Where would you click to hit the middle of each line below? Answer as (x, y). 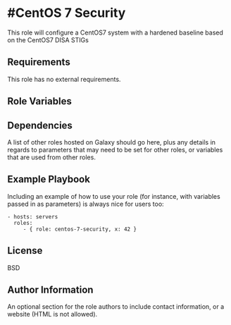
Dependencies (40, 125)
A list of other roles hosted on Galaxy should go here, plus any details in (112, 142)
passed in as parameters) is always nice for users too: (86, 204)
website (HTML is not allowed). (52, 314)
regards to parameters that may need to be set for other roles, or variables (115, 149)
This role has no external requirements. (64, 79)
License (25, 251)
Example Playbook (49, 179)
